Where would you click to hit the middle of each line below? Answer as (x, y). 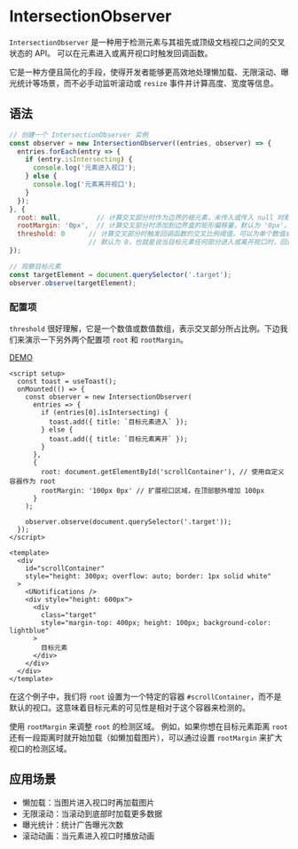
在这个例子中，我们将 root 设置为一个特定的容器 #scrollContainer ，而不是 (145, 696)
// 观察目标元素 (35, 266)
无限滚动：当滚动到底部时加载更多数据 (92, 813)
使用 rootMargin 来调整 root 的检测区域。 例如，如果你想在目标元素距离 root (149, 726)
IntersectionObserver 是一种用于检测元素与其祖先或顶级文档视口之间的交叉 (147, 42)
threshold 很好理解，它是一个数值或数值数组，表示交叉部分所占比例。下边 (145, 328)
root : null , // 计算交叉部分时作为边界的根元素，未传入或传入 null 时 (151, 218)
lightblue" (29, 631)
